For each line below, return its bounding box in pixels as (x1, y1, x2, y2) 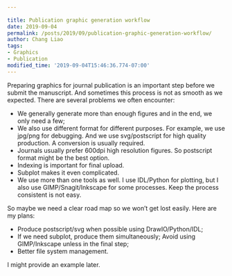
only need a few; (17, 116, 65, 125)
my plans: (7, 211, 35, 220)
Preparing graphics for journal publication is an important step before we (7, 81, 215, 89)
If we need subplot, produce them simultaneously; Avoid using (17, 232, 196, 241)
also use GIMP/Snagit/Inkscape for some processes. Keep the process (17, 183, 220, 191)
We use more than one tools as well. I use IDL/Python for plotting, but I (17, 175, 219, 184)
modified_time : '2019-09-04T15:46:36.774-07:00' (7, 62, 150, 69)
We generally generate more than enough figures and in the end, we (17, 109, 213, 117)
